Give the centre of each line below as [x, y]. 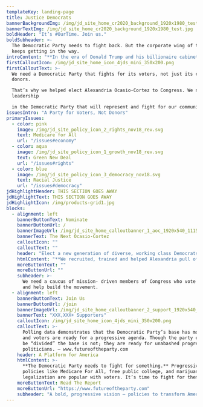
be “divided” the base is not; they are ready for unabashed [101, 343]
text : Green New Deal [44, 157]
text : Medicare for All [47, 135]
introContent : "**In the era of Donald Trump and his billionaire [92, 57]
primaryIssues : [25, 118]
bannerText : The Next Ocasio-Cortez [63, 237]
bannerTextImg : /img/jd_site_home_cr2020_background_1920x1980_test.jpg [100, 29]
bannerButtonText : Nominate [52, 220]
